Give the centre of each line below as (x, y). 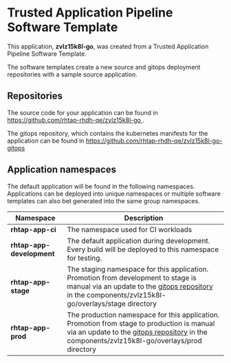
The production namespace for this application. (143, 315)
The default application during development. (139, 240)
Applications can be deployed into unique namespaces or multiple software (114, 194)
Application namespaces (62, 170)
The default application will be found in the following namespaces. (101, 186)
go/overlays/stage (96, 303)
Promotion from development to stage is (132, 278)
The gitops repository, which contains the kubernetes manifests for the (108, 133)
